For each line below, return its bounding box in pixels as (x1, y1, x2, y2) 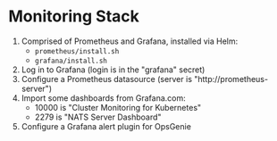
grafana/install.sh (34, 56, 108, 65)
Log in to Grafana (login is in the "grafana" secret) (21, 64, 206, 75)
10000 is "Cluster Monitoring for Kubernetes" (34, 102, 202, 112)
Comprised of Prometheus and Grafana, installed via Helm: (21, 36, 239, 46)
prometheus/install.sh (34, 46, 120, 55)
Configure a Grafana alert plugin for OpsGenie (21, 120, 191, 131)
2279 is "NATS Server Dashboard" (34, 112, 162, 122)
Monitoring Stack (8, 6, 139, 27)
